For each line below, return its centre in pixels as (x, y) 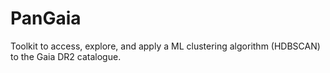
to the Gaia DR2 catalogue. (66, 56)
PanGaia (46, 18)
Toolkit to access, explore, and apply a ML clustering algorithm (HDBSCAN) (165, 46)
